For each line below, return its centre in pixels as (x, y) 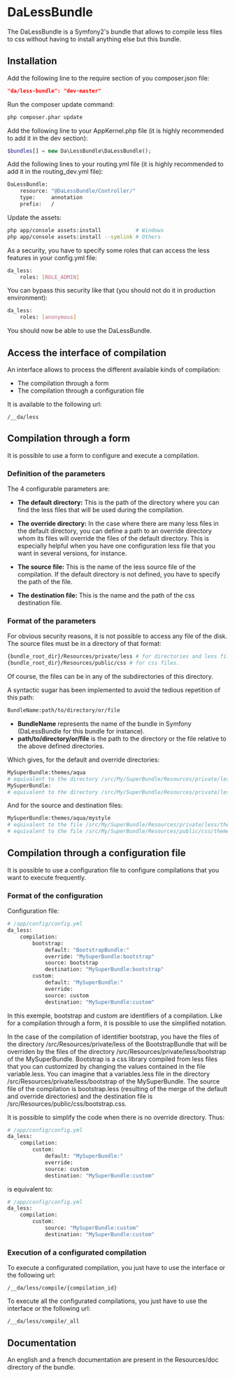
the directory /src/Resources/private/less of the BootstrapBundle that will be (117, 1044)
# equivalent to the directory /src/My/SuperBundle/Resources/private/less (120, 792)
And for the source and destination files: (65, 805)
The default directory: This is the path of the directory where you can (118, 503)
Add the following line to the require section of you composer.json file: (108, 78)
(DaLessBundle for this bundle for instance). (81, 731)
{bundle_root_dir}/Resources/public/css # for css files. (93, 663)
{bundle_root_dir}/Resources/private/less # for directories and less (112, 656)
